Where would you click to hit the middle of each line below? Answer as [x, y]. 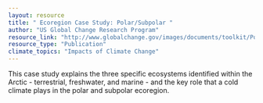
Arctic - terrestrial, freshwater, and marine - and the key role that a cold [123, 82]
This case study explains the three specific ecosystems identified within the [130, 74]
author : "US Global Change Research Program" [83, 30]
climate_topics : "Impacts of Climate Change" [83, 51]
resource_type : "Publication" [58, 44]
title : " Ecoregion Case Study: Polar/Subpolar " [91, 23]
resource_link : [33, 37]
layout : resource [36, 15]
